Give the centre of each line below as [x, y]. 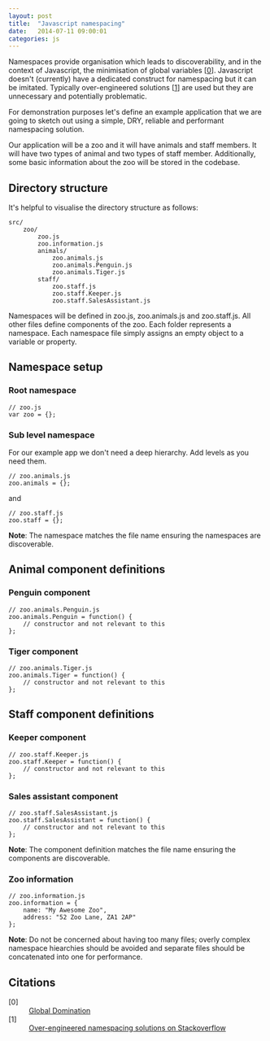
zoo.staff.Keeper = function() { [65, 761]
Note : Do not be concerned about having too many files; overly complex [129, 939]
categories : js [34, 39]
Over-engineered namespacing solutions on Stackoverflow [127, 1028]
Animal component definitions [87, 570]
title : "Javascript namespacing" [67, 24]
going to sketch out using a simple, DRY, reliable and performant [116, 121]
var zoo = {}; [33, 414]
